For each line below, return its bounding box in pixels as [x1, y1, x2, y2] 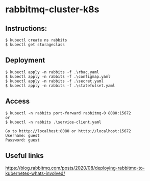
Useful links [5, 151, 44, 160]
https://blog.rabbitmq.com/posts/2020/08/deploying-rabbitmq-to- [5, 165, 145, 171]
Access [5, 97, 30, 106]
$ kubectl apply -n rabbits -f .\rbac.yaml [5, 69, 99, 75]
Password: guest [5, 137, 40, 143]
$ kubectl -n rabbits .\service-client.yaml [5, 119, 102, 125]
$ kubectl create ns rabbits [5, 37, 67, 43]
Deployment [5, 56, 45, 65]
